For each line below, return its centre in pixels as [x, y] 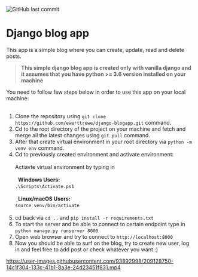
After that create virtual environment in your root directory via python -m [103, 141]
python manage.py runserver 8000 [57, 231]
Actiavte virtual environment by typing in [65, 167]
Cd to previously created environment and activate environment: [94, 154]
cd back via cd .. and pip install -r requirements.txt [84, 217]
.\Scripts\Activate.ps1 [45, 186]
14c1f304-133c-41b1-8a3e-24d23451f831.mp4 [63, 267]
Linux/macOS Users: [44, 198]
